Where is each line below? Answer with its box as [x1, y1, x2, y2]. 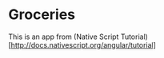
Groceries [8, 6, 76, 24]
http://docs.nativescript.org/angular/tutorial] [10, 40, 156, 49]
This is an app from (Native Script [8, 32, 119, 41]
